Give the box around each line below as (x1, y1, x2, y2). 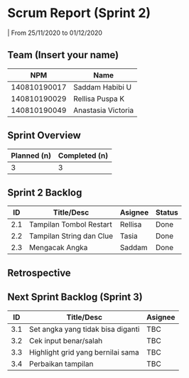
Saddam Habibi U (73, 82, 132, 92)
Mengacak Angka (29, 243, 88, 253)
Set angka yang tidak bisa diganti (29, 324, 140, 334)
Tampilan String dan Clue (29, 231, 114, 241)
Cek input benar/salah (29, 335, 103, 345)
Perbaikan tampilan (29, 359, 94, 369)
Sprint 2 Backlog (7, 186, 82, 198)
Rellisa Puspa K (73, 94, 125, 104)
